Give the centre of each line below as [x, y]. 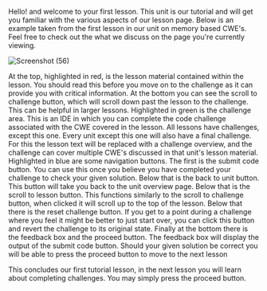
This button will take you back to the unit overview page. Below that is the [130, 186]
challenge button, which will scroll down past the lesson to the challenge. [128, 102]
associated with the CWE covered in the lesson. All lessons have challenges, [134, 127]
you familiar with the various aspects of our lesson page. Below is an [121, 20]
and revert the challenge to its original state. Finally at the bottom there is [128, 229]
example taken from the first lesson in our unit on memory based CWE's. [128, 28]
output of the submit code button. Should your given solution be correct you [133, 246]
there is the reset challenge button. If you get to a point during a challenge [130, 212]
